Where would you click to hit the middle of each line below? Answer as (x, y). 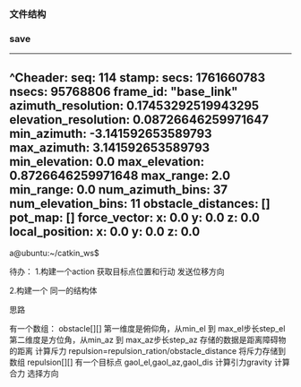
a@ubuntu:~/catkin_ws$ (55, 254)
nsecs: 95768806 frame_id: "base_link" (124, 91)
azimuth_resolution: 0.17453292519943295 (134, 105)
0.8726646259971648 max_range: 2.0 (120, 175)
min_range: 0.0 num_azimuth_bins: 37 (119, 189)
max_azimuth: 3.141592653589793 (110, 147)
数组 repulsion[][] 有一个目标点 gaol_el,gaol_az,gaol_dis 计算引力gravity (141, 362)
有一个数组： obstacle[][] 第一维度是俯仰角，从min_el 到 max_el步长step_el (147, 329)
